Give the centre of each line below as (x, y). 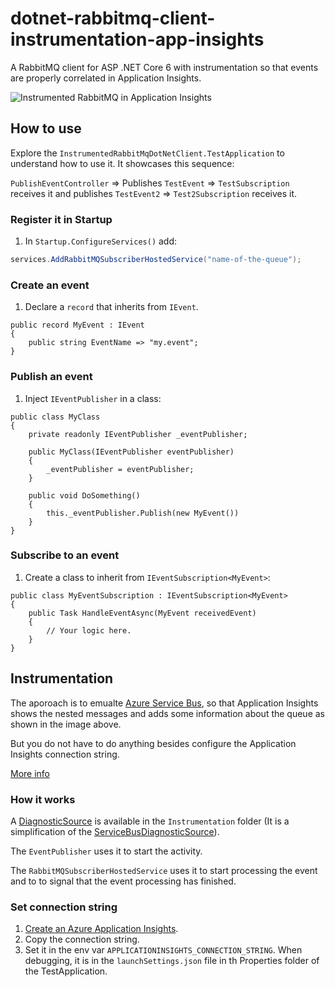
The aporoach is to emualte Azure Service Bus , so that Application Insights (164, 703)
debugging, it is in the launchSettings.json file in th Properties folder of (172, 961)
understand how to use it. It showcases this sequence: (122, 163)
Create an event (50, 285)
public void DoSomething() (84, 495)
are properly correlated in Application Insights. (106, 78)
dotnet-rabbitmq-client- (113, 18)
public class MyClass (55, 417)
